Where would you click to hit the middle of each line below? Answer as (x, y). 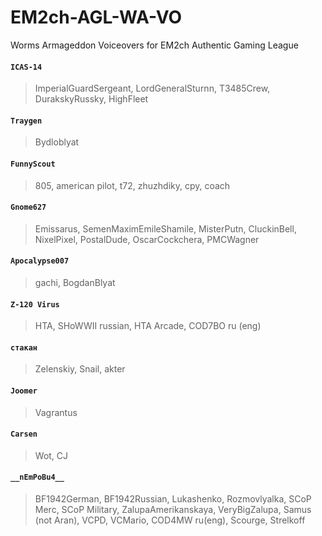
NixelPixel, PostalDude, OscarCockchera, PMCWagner (147, 239)
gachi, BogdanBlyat (75, 282)
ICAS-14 (26, 67)
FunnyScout (33, 164)
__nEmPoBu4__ (37, 477)
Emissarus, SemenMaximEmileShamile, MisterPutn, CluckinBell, (165, 228)
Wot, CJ (51, 455)
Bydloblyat (57, 142)
